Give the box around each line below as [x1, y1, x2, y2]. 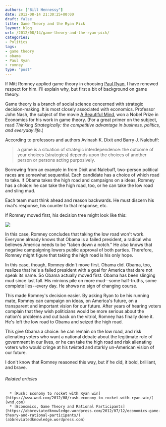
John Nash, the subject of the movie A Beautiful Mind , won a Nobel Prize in [5, 112, 159, 117]
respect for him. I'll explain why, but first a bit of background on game [5, 86, 147, 92]
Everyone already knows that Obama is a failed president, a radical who [5, 237, 152, 242]
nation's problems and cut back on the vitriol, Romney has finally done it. [5, 313, 154, 319]
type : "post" [5, 67, 32, 72]
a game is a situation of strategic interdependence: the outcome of [17, 147, 154, 152]
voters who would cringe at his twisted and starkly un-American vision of [5, 344, 155, 350]
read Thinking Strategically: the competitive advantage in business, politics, [5, 122, 161, 128]
